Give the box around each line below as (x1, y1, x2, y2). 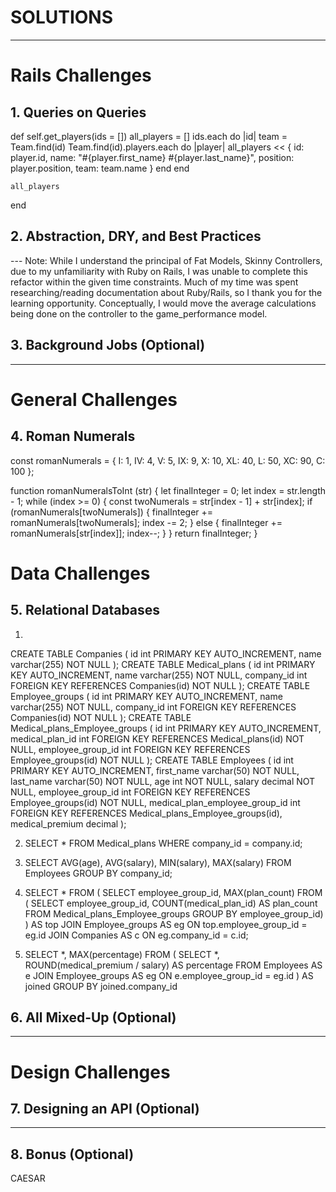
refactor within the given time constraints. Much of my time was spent (10, 276, 299, 288)
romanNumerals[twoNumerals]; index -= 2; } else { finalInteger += (10, 516, 283, 528)
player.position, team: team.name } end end (10, 162, 190, 174)
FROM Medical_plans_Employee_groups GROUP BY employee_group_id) (24, 907, 324, 920)
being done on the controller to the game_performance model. (10, 307, 268, 320)
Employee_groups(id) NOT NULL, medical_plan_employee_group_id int (10, 796, 301, 808)
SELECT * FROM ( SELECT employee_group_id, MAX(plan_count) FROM (24, 886, 323, 898)
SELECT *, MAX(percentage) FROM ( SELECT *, (24, 948, 220, 960)
